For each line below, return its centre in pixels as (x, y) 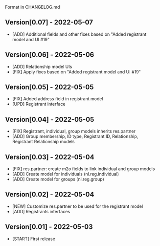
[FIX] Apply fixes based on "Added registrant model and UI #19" (76, 72)
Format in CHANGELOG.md (33, 7)
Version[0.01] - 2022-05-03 (49, 227)
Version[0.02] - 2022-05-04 (50, 194)
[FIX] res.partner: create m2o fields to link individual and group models (83, 169)
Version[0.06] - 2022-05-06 (50, 55)
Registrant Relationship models (43, 142)
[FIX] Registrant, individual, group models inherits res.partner (74, 131)
